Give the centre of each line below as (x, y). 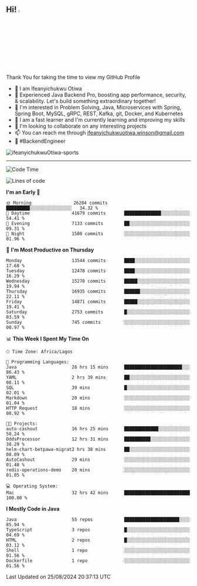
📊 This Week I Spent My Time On (47, 339)
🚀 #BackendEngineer (40, 141)
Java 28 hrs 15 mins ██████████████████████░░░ (98, 367)
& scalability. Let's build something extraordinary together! (85, 101)
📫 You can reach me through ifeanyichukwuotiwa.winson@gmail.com (99, 132)
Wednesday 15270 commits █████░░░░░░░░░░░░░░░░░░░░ (98, 281)
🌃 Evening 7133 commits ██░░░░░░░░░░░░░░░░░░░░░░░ (98, 223)
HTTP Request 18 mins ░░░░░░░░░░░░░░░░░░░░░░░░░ (98, 408)
